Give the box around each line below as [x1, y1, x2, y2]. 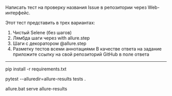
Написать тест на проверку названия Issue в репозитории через [5, 5, 147, 10]
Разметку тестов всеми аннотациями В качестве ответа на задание [12, 46, 162, 52]
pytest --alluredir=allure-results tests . [5, 76, 86, 82]
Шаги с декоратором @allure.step [12, 40, 87, 46]
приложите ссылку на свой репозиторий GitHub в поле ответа [12, 51, 149, 57]
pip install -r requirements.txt [5, 66, 67, 72]
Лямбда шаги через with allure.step [12, 35, 90, 41]
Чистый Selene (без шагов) [12, 30, 72, 35]
